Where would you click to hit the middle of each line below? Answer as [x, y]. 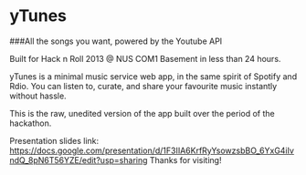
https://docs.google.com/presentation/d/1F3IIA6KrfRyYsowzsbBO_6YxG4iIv [152, 150]
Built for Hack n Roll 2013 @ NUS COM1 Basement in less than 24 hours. [145, 58]
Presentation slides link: [54, 140]
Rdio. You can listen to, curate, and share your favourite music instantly [143, 86]
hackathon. [31, 123]
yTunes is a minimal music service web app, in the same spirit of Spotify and [153, 76]
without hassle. [38, 96]
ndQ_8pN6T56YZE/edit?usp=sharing [79, 160]
